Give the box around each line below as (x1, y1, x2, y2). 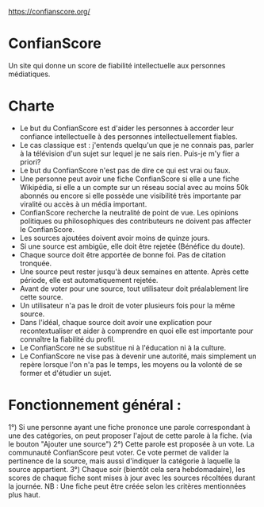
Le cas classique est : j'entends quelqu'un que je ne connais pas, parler (19, 140, 254, 149)
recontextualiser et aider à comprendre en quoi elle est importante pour (19, 326, 254, 335)
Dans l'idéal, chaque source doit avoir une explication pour (19, 317, 212, 327)
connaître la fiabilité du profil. (19, 334, 116, 344)
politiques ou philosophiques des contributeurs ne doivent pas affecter (19, 216, 251, 226)
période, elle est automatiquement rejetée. (19, 275, 159, 284)
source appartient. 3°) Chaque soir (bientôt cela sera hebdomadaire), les (8, 464, 246, 474)
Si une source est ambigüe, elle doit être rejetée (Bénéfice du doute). (19, 242, 246, 251)
